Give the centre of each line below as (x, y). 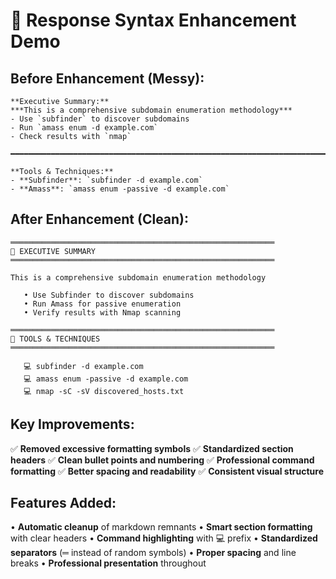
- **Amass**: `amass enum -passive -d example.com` (120, 189)
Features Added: (63, 503)
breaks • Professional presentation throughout (108, 563)
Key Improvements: (72, 424)
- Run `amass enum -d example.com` (84, 128)
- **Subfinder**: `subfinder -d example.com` (106, 180)
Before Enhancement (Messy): (107, 78)
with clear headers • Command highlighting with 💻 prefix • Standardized (164, 538)
